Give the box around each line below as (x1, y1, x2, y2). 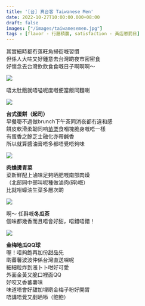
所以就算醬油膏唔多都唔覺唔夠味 (6, 140, 85, 148)
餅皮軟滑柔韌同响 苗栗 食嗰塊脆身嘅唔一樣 (6, 126, 106, 133)
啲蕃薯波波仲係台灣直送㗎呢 (6, 257, 75, 264)
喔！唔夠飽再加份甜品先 (6, 249, 64, 256)
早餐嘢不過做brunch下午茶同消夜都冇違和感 (6, 118, 113, 125)
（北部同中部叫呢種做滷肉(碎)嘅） (6, 179, 89, 186)
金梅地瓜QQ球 (6, 242, 41, 249)
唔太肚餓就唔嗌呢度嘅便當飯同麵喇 (6, 87, 90, 94)
